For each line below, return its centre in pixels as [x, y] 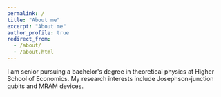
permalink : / [26, 13]
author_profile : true [38, 33]
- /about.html [33, 52]
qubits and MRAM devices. [46, 86]
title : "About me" [33, 20]
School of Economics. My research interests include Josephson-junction [110, 78]
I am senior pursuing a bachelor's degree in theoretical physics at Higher [111, 71]
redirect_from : [29, 39]
